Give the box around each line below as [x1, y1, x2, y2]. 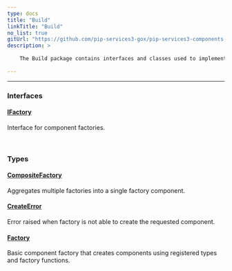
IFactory [7, 108, 32, 116]
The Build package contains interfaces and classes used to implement [19, 55, 227, 62]
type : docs [7, 10, 39, 17]
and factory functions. [7, 256, 70, 265]
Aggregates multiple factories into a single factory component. [7, 186, 185, 194]
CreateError [7, 202, 42, 211]
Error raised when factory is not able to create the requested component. [7, 218, 215, 226]
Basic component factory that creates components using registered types [7, 249, 217, 257]
